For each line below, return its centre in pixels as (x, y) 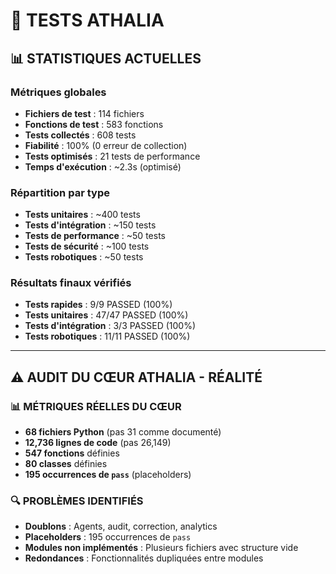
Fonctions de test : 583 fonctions (94, 124)
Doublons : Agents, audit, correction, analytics (121, 526)
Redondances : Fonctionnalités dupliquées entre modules (144, 558)
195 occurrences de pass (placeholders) (108, 475)
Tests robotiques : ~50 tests (84, 257)
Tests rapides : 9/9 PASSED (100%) (98, 305)
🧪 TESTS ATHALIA (87, 20)
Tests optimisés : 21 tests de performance (112, 156)
